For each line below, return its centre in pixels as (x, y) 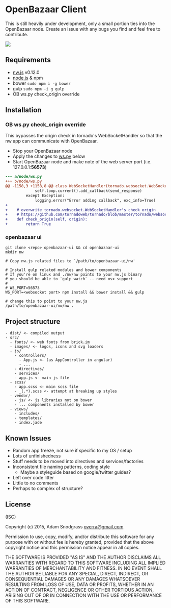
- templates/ (28, 418)
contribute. (17, 34)
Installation (23, 110)
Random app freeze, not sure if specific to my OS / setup (72, 450)
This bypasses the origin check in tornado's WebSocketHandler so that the (84, 136)
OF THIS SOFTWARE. (28, 600)
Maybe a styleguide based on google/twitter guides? (76, 472)
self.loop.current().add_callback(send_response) (89, 191)
